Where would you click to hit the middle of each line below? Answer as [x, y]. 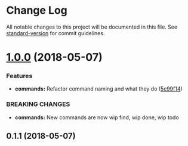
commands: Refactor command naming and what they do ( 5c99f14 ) [99, 89]
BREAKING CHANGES [38, 104]
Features [19, 76]
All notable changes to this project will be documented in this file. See [92, 27]
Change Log [37, 10]
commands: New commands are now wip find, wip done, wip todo [97, 117]
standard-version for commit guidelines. [56, 33]
